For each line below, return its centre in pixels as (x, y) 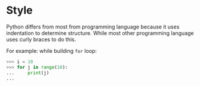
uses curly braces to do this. (41, 39)
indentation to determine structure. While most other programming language (100, 33)
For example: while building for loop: (52, 50)
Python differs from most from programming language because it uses (93, 27)
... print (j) (28, 73)
